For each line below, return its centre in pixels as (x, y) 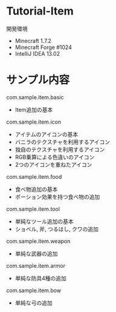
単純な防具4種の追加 (40, 278)
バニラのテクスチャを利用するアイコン (63, 142)
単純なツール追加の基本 (44, 221)
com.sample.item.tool (33, 209)
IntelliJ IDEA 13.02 (37, 53)
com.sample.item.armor (36, 265)
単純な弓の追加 (34, 303)
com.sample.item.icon (34, 122)
